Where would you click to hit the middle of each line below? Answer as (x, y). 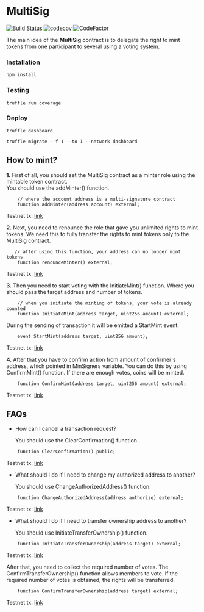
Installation (23, 62)
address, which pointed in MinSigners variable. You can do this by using (97, 366)
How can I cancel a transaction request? (66, 429)
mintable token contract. (37, 181)
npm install (21, 75)
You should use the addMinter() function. (58, 188)
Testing (18, 90)
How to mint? (32, 160)
